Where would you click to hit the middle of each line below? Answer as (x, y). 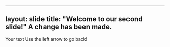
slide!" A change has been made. (59, 27)
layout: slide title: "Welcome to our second (74, 19)
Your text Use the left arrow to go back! (46, 39)
